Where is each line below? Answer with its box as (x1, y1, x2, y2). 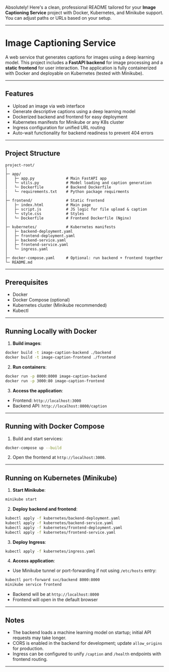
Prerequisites (5, 278, 48, 287)
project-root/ (5, 163, 35, 168)
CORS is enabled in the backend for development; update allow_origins (12, 640, 162, 646)
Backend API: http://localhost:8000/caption (12, 402, 107, 408)
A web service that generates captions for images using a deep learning (5, 54, 155, 60)
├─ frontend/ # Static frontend (5, 198, 105, 203)
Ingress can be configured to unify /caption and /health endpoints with (12, 651, 161, 657)
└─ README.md (5, 260, 33, 265)
